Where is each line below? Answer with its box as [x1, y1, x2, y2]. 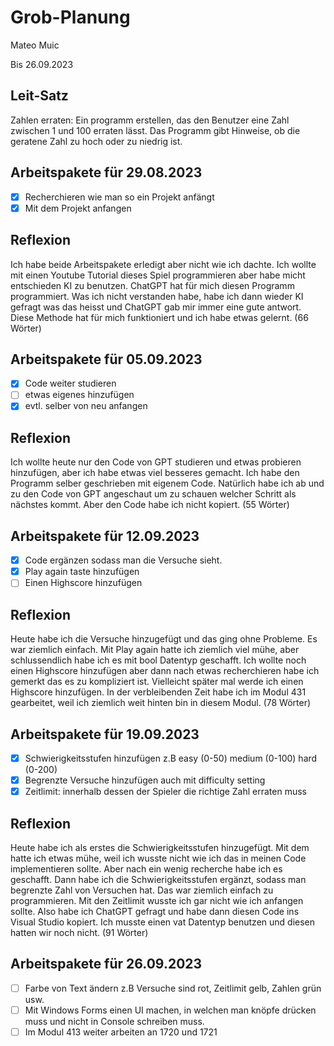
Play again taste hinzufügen [24, 566, 140, 578]
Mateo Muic [10, 39, 60, 51]
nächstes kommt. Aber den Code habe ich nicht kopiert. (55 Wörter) [10, 499, 290, 511]
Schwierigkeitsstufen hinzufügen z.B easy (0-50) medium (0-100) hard [24, 752, 318, 764]
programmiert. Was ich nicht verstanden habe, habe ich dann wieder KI [10, 290, 304, 302]
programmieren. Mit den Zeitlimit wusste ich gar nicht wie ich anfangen [10, 894, 304, 906]
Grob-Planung [10, 6, 131, 29]
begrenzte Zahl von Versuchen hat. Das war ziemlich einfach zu [10, 884, 274, 896]
